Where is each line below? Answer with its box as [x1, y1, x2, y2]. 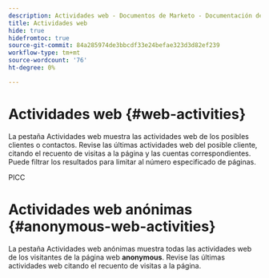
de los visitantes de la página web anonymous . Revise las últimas [8, 252, 226, 262]
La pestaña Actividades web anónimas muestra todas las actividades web [8, 244, 252, 253]
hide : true [8, 26, 45, 34]
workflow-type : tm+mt [8, 49, 81, 57]
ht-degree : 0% [8, 64, 56, 72]
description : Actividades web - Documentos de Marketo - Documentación [8, 11, 252, 20]
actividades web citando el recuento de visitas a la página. [8, 260, 202, 270]
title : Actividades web [8, 19, 88, 27]
